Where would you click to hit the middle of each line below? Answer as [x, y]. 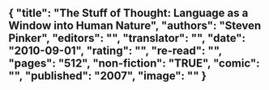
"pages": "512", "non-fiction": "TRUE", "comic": [134, 63]
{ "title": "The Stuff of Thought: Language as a [128, 13]
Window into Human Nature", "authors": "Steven [135, 26]
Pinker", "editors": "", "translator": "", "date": [127, 38]
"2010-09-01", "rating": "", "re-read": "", [115, 51]
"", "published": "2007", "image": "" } [107, 76]
